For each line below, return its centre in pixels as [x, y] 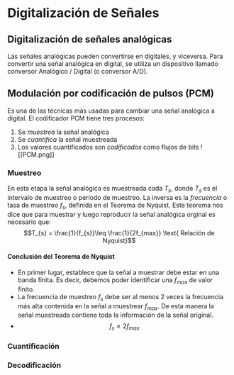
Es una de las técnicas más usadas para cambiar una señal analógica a [111, 111]
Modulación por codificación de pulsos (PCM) [111, 94]
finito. [26, 289]
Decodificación [34, 365]
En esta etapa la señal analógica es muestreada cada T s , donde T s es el [112, 189]
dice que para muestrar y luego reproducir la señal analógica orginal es [112, 214]
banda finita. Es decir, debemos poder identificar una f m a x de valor [115, 280]
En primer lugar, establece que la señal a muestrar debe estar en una [118, 272]
